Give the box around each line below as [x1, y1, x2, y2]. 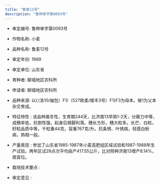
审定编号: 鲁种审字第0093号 [12, 25, 68, 31]
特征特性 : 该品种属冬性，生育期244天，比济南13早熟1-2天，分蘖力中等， [12, 114, 157, 119]
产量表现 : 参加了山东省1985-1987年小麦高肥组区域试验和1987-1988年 [12, 142, 151, 148]
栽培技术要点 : [12, 164, 40, 170]
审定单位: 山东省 [12, 66, 44, 72]
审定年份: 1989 [12, 56, 42, 62]
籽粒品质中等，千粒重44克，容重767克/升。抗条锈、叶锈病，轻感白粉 [12, 126, 150, 131]
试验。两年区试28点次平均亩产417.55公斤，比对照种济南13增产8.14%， [16, 148, 157, 154]
